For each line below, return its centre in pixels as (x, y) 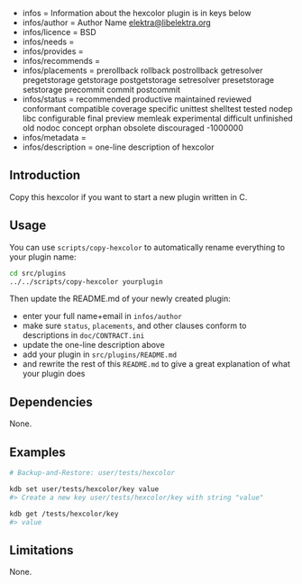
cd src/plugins (38, 273)
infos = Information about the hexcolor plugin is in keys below (137, 13)
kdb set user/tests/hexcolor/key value (84, 489)
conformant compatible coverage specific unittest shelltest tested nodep (157, 109)
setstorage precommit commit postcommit (101, 90)
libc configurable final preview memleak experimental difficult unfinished (157, 118)
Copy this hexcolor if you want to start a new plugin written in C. (128, 196)
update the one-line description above (93, 345)
